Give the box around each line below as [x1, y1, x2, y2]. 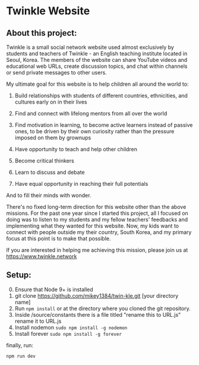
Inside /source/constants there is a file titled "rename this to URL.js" [14, 311, 181, 318]
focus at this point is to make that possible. [6, 235, 111, 242]
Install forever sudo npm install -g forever [14, 330, 122, 337]
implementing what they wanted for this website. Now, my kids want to [6, 222, 179, 229]
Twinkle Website [6, 4, 90, 18]
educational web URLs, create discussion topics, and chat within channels [6, 63, 188, 70]
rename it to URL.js [14, 317, 62, 325]
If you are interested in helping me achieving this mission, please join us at [6, 247, 188, 254]
